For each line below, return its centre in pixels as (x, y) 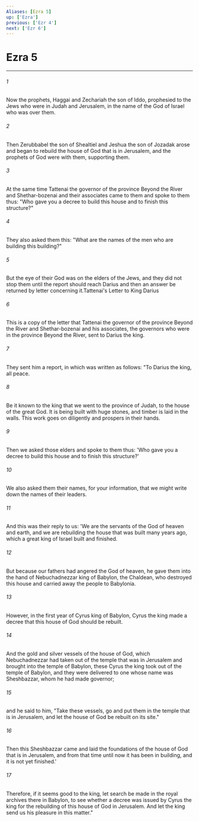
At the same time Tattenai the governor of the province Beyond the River (94, 189)
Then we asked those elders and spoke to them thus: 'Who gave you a (92, 450)
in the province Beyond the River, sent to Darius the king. (76, 335)
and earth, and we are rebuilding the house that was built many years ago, (97, 533)
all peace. (18, 373)
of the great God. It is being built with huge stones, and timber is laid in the (97, 411)
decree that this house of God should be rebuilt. (65, 622)
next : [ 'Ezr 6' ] (26, 28)
